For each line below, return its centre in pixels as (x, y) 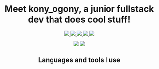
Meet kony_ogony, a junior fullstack (79, 9)
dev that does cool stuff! (79, 20)
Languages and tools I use (79, 60)
